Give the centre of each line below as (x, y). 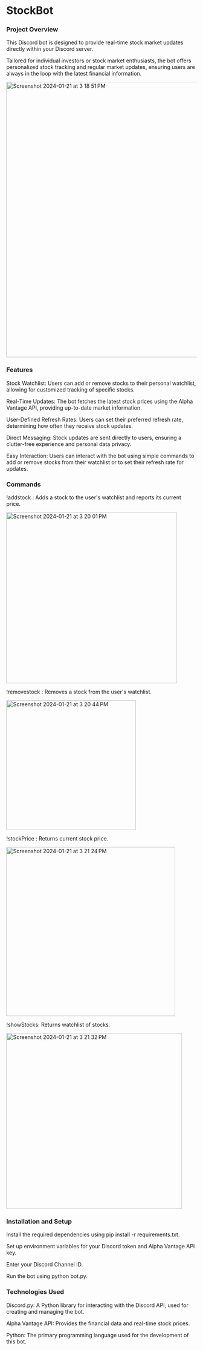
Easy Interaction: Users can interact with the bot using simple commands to (100, 456)
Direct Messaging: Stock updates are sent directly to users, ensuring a (94, 437)
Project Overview (32, 30)
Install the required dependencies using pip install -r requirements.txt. (93, 1234)
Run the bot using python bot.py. (47, 1276)
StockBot (30, 11)
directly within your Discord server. (50, 49)
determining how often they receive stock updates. (69, 426)
